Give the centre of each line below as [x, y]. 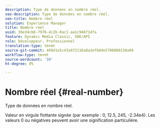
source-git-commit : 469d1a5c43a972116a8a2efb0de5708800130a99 [69, 50]
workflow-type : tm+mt [27, 55]
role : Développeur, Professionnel [40, 41]
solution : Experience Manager [36, 23]
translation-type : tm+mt [30, 46]
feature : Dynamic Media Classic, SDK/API [48, 37]
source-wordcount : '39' [29, 59]
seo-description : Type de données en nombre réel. [57, 14]
